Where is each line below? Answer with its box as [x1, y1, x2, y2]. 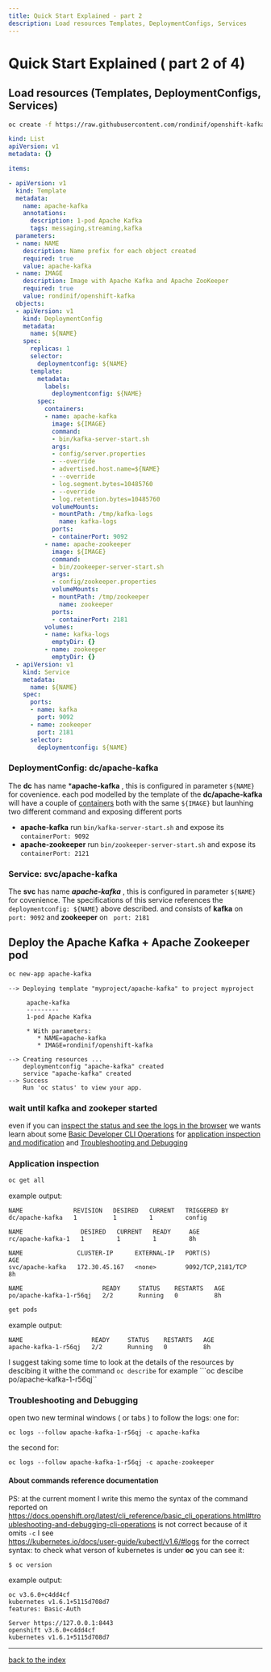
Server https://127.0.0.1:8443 [8, 1619, 114, 1627]
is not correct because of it [157, 1519, 248, 1529]
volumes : [44, 623, 74, 631]
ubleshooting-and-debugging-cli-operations [8, 1519, 156, 1529]
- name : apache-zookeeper [44, 540, 131, 548]
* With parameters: [26, 1026, 92, 1035]
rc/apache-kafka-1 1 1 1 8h [8, 1235, 197, 1243]
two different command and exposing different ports [8, 806, 182, 816]
